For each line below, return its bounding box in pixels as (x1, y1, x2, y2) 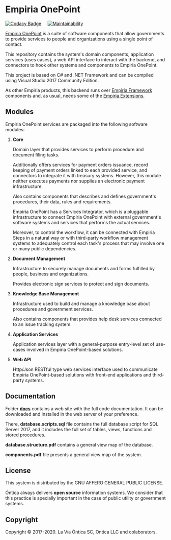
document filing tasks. (12, 152, 60, 158)
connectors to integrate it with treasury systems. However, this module (12, 172, 161, 178)
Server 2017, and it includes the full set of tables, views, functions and (5, 426, 152, 432)
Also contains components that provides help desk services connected (12, 316, 162, 322)
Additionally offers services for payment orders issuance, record (12, 161, 148, 168)
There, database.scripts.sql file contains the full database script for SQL (5, 420, 159, 427)
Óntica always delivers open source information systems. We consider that (5, 489, 163, 496)
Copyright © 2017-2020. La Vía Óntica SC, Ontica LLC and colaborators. (5, 529, 157, 535)
